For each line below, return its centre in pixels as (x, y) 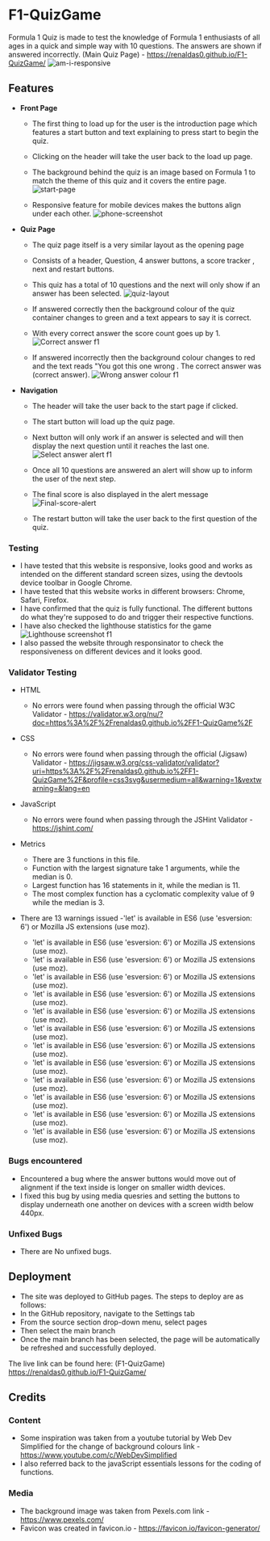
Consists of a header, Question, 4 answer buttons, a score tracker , (143, 260)
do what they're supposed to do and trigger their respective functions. (137, 617)
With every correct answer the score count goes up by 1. (126, 333)
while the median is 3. (68, 903)
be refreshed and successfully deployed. (88, 1348)
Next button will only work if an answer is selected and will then (138, 437)
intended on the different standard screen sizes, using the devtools (131, 575)
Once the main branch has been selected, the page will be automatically (140, 1339)
